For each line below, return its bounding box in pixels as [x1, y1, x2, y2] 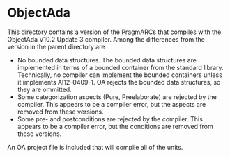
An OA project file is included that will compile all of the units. [7, 143, 183, 151]
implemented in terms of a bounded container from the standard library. [17, 63, 224, 71]
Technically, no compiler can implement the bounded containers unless [17, 71, 223, 79]
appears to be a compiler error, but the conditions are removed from [17, 122, 214, 130]
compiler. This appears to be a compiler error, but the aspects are [17, 100, 206, 108]
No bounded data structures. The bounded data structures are [17, 55, 197, 64]
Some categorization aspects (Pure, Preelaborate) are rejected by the [17, 92, 217, 101]
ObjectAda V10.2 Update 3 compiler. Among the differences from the [7, 35, 206, 43]
